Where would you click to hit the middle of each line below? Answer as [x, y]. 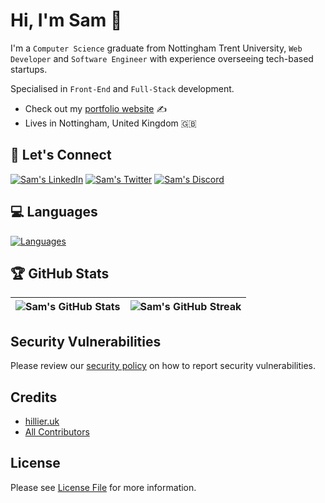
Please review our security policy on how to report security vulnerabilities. [163, 366]
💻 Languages [54, 212]
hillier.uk [42, 421]
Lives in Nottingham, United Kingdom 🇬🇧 [110, 123]
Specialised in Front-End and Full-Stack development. [122, 88]
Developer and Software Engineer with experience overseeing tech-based [162, 58]
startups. [29, 69]
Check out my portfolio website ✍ [96, 108]
